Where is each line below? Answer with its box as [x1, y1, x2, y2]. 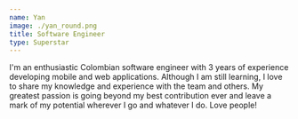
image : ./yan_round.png [9, 21, 98, 30]
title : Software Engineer [9, 29, 105, 38]
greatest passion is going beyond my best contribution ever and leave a [9, 91, 272, 101]
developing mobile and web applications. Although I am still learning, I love [9, 72, 283, 83]
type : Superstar [9, 37, 69, 47]
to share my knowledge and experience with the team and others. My [9, 81, 264, 91]
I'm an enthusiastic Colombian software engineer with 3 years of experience [9, 62, 289, 73]
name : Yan [9, 12, 46, 22]
